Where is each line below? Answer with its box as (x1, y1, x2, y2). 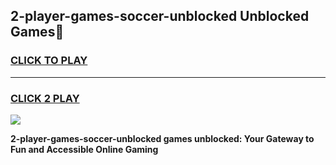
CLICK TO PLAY (10, 54, 88, 68)
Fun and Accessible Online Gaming (10, 143, 159, 155)
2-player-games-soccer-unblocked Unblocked (10, 8, 310, 25)
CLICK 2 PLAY (10, 91, 80, 105)
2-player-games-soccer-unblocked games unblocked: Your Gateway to (10, 132, 315, 144)
